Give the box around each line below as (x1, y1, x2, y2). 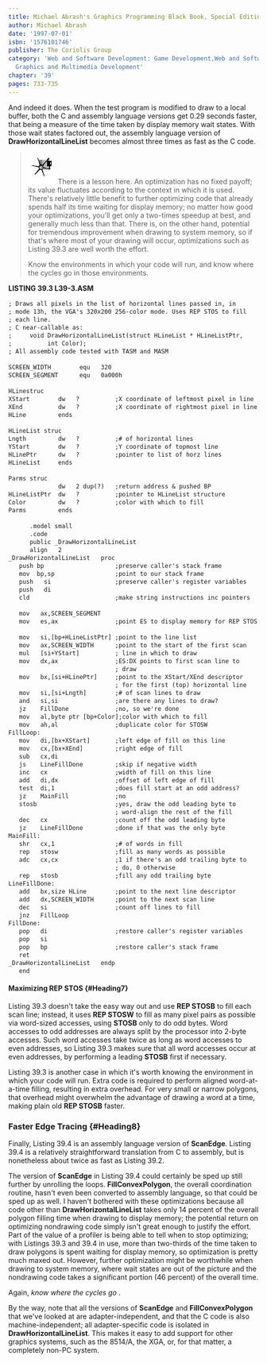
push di (18, 585, 52, 593)
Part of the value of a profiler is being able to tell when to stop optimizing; (8, 1230, 249, 1240)
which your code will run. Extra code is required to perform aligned (8, 1075, 228, 1085)
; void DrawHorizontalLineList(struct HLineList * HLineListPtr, (8, 331, 244, 339)
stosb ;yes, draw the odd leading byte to (18, 800, 237, 808)
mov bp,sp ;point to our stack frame (18, 570, 204, 577)
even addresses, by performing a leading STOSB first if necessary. (8, 1052, 227, 1061)
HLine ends (8, 411, 73, 419)
